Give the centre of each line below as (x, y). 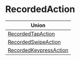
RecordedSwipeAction (34, 42)
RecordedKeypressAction (38, 50)
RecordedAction (40, 9)
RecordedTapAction (31, 34)
